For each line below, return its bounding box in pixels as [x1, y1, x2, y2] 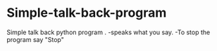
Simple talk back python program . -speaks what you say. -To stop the [6, 28, 211, 36]
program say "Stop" [6, 35, 65, 43]
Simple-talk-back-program [6, 5, 167, 21]
